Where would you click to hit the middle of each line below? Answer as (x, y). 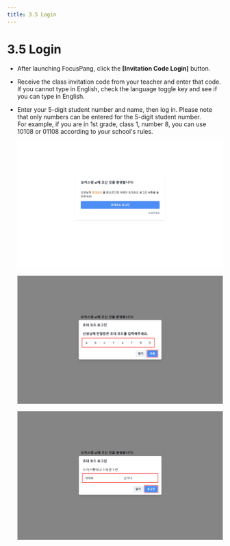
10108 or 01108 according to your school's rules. (85, 131)
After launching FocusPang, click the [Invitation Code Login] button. (114, 68)
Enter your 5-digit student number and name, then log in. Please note (115, 109)
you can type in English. (51, 96)
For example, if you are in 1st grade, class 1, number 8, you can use (112, 124)
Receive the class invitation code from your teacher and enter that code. (119, 82)
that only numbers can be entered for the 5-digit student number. (109, 117)
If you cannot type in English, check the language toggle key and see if (117, 88)
